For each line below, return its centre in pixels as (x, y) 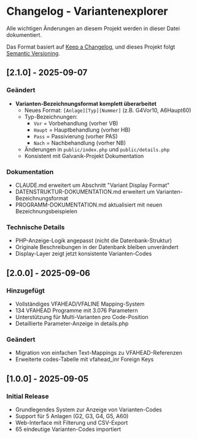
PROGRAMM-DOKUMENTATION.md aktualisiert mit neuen (89, 205)
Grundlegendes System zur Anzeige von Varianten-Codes (89, 409)
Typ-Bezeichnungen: (51, 117)
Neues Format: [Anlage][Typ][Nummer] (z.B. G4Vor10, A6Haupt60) (108, 110)
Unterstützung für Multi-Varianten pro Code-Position (82, 317)
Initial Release (28, 396)
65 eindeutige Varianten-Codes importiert (68, 429)
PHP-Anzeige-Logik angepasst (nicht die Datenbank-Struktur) (94, 240)
